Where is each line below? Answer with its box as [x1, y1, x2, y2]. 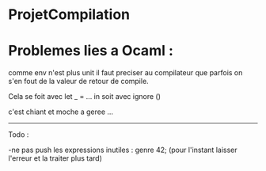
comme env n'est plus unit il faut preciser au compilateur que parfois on [8, 68, 243, 78]
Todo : [8, 130, 29, 139]
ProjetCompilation [8, 6, 131, 24]
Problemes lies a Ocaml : [8, 42, 174, 60]
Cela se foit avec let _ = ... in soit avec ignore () [8, 92, 161, 101]
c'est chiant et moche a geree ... [8, 107, 113, 116]
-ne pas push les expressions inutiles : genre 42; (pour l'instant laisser [8, 145, 237, 155]
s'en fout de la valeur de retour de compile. [8, 77, 149, 86]
